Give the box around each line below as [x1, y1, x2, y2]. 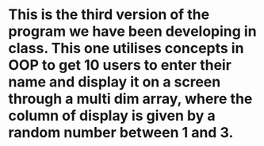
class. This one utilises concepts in [8, 40, 244, 57]
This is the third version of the [8, 6, 210, 24]
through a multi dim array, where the [8, 90, 253, 108]
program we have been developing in [8, 22, 257, 40]
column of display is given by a [8, 107, 216, 125]
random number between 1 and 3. [8, 124, 234, 142]
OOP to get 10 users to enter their [8, 56, 232, 75]
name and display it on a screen [8, 73, 221, 91]
